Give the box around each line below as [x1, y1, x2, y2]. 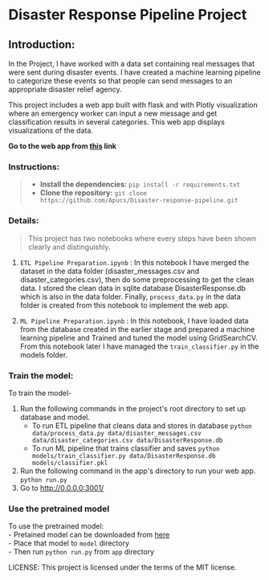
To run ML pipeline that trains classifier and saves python [31, 443, 221, 453]
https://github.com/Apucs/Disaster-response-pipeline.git [39, 197, 238, 205]
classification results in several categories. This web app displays [8, 117, 225, 126]
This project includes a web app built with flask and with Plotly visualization [8, 100, 259, 109]
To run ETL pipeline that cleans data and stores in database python [31, 420, 253, 431]
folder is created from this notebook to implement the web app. [19, 300, 230, 310]
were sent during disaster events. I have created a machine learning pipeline [8, 67, 261, 77]
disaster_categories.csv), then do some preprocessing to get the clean [19, 275, 255, 284]
